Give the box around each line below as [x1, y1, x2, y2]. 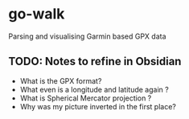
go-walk [8, 5, 65, 23]
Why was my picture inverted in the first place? [19, 101, 177, 111]
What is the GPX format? [19, 76, 102, 85]
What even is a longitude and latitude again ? [19, 84, 169, 94]
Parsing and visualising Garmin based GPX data [8, 31, 166, 41]
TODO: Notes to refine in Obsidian [8, 55, 182, 68]
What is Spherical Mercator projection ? [19, 93, 152, 103]
